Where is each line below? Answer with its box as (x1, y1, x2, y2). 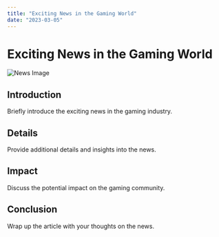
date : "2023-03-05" (7, 17, 63, 23)
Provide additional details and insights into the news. (7, 145, 156, 154)
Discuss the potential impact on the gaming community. (7, 183, 165, 192)
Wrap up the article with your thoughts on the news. (7, 222, 155, 230)
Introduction (7, 89, 62, 101)
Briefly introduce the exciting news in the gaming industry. (7, 107, 173, 116)
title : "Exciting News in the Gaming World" (7, 10, 137, 17)
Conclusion (7, 204, 58, 216)
